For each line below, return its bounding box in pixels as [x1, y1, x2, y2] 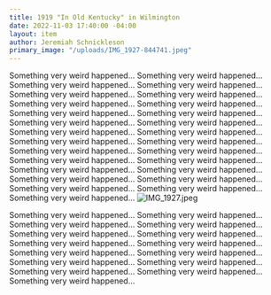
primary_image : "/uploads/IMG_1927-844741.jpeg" [9, 46, 192, 55]
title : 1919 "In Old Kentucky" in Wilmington [9, 12, 180, 22]
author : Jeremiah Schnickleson [9, 37, 125, 47]
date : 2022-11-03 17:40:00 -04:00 [9, 21, 137, 30]
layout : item [9, 29, 58, 38]
